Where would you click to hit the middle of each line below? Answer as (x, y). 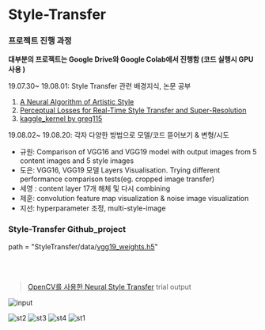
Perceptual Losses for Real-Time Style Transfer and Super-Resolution (133, 110)
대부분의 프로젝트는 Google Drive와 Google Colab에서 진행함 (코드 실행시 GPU (131, 59)
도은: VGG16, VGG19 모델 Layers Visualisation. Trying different (120, 170)
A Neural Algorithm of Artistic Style (77, 102)
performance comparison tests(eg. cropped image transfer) (117, 179)
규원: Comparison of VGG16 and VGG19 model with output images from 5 (138, 152)
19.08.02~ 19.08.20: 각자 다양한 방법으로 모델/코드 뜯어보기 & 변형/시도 (119, 135)
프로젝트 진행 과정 (40, 41)
